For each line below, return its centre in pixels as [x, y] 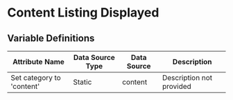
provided [177, 86]
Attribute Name [38, 62]
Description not [187, 78]
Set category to [36, 78]
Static [82, 82]
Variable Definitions [51, 38]
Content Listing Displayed [83, 13]
